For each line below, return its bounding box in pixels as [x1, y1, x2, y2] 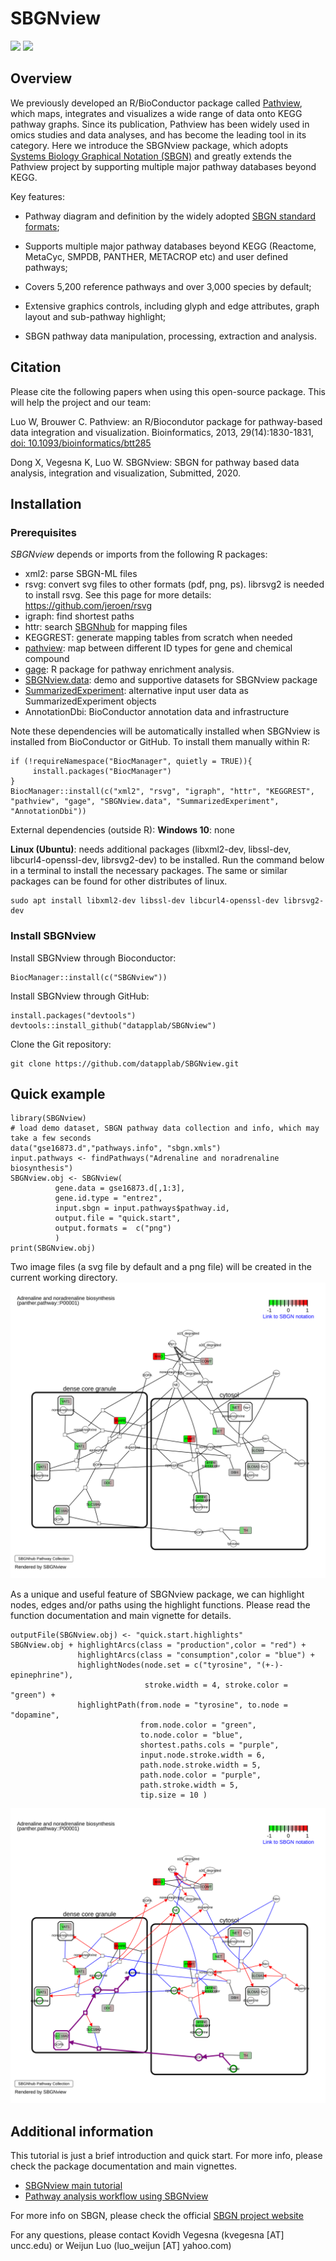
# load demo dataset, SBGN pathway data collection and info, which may [10, 1123, 320, 1134]
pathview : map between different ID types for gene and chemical [24, 642, 293, 654]
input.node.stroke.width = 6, [139, 1750, 267, 1760]
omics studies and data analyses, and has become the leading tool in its [10, 128, 307, 141]
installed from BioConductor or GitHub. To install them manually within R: [10, 736, 311, 748]
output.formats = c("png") [54, 1223, 172, 1234]
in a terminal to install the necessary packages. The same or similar [10, 865, 288, 877]
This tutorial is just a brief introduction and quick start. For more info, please [10, 2150, 323, 2162]
